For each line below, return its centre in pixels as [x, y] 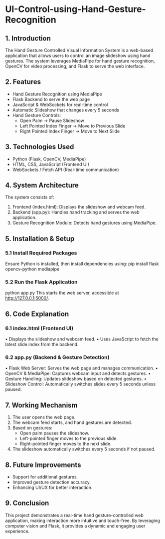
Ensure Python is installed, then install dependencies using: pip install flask [82, 264]
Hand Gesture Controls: [37, 115]
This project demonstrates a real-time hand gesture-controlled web [74, 515]
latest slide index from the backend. [42, 344]
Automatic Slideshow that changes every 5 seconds [66, 110]
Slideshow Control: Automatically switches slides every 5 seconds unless [81, 384]
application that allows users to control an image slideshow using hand [78, 55]
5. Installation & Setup [40, 238]
